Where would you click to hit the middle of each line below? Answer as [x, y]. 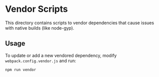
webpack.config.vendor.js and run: [41, 61]
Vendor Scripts [36, 9]
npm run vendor [21, 70]
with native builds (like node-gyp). [40, 28]
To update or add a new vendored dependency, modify [61, 55]
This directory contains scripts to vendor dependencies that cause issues [79, 23]
